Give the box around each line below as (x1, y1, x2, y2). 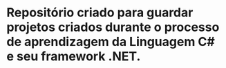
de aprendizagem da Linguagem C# (6, 34, 215, 49)
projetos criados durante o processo (6, 19, 220, 35)
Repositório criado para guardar (6, 5, 194, 21)
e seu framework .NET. (6, 49, 141, 65)
